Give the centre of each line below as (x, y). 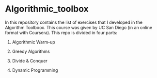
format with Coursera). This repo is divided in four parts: (61, 32)
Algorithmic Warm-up (34, 42)
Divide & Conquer (30, 61)
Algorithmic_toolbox (47, 9)
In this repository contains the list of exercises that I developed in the (74, 22)
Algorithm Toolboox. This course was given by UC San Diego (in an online (79, 27)
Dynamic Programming (35, 70)
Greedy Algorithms (31, 51)
